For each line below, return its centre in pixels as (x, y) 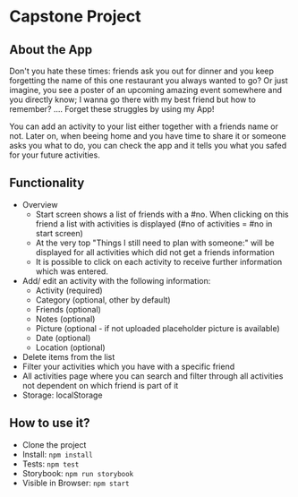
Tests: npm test (51, 464)
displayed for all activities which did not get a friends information (155, 252)
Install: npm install (58, 454)
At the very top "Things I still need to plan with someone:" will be (155, 243)
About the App (51, 50)
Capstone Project (75, 17)
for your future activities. (55, 155)
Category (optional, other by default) (103, 300)
